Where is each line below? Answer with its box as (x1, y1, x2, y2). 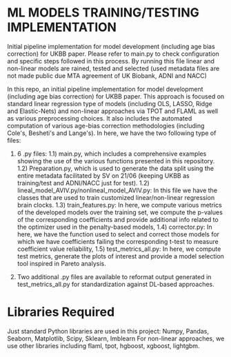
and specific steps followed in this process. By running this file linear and (7, 57, 215, 65)
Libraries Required (7, 305, 115, 320)
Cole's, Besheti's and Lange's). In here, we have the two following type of (7, 129, 217, 137)
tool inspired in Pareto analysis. (17, 259, 106, 267)
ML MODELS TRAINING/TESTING (7, 5, 200, 21)
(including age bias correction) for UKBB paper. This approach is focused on (7, 92, 225, 101)
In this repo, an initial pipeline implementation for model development (7, 85, 203, 93)
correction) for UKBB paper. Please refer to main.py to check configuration (7, 50, 219, 58)
